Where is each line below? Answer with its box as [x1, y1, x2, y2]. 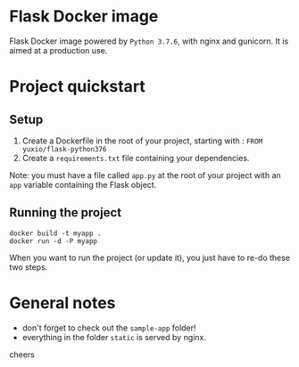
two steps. [9, 261, 48, 273]
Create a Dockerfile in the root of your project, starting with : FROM [21, 135, 263, 146]
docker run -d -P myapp [9, 236, 98, 246]
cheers [9, 349, 36, 360]
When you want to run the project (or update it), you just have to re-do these [9, 252, 291, 263]
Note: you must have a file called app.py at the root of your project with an [9, 169, 281, 180]
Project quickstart [9, 77, 145, 97]
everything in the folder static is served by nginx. [21, 331, 207, 342]
